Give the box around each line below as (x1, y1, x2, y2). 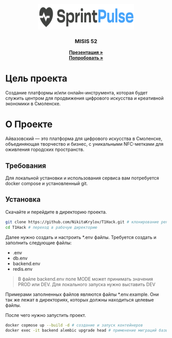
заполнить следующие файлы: (5, 240, 72, 246)
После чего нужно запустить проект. (5, 312, 86, 318)
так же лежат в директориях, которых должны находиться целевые (5, 296, 154, 303)
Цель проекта (5, 73, 68, 85)
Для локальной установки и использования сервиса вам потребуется (5, 175, 159, 181)
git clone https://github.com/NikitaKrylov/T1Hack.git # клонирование (5, 219, 159, 225)
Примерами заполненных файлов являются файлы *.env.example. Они (5, 291, 159, 297)
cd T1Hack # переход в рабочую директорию (5, 225, 97, 230)
